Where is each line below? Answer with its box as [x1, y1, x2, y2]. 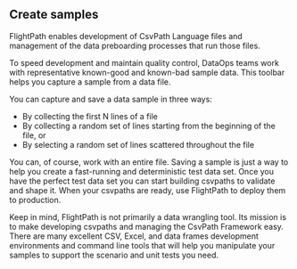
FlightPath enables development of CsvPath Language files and [9, 30, 243, 41]
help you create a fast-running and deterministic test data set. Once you [9, 166, 275, 176]
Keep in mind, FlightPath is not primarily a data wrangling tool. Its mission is [9, 211, 287, 222]
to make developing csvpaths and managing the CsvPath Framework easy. [9, 221, 284, 232]
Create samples [9, 7, 99, 22]
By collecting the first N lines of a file [21, 110, 159, 121]
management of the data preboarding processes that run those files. [9, 40, 260, 51]
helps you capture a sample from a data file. [9, 76, 171, 87]
